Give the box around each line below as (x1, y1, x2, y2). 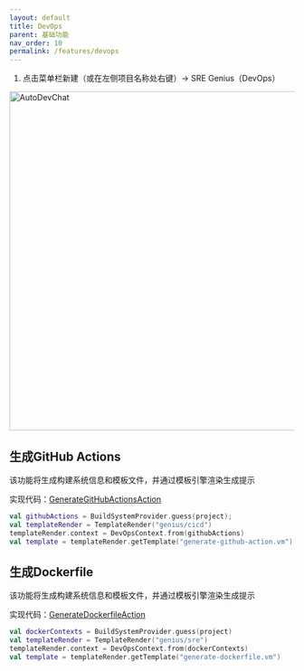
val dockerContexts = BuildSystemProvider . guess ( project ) (9, 628, 233, 637)
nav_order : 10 (9, 38, 63, 48)
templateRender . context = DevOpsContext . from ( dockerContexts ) (9, 644, 249, 653)
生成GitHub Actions (9, 449, 121, 464)
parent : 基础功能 (9, 30, 70, 39)
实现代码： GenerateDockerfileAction (9, 610, 147, 620)
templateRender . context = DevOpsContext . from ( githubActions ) (9, 528, 245, 538)
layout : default (9, 13, 71, 23)
